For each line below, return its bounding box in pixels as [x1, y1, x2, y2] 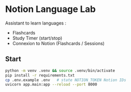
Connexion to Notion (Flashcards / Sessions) [12, 40, 105, 46]
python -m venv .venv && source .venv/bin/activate [5, 68, 115, 73]
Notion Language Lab [5, 3, 96, 15]
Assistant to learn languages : [5, 20, 66, 26]
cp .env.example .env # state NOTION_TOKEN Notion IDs [5, 77, 126, 82]
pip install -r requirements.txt [5, 72, 75, 78]
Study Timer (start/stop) [12, 35, 62, 41]
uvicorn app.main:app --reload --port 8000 [5, 82, 97, 87]
